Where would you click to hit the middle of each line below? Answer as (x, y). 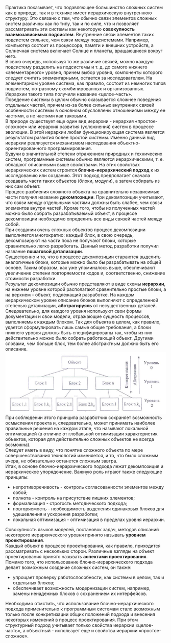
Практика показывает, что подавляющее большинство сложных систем (84, 7)
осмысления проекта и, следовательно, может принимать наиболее (80, 423)
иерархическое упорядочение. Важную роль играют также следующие (84, 472)
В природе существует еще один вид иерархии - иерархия (70, 121)
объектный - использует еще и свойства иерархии (82, 631)
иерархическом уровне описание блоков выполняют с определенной (82, 300)
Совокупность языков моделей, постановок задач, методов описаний (82, 530)
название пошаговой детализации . (44, 251)
